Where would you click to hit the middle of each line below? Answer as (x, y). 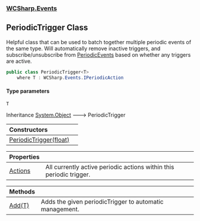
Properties (24, 156)
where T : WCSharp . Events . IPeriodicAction (70, 78)
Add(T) (19, 205)
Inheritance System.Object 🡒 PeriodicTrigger (66, 115)
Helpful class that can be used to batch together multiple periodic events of (99, 42)
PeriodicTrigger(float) (39, 140)
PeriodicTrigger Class (47, 28)
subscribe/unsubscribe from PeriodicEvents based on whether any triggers (99, 54)
